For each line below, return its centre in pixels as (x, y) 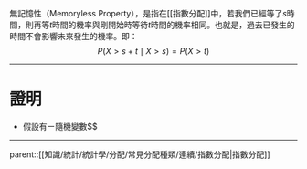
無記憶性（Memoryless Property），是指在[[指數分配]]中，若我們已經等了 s (148, 13)
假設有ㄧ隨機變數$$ (60, 126)
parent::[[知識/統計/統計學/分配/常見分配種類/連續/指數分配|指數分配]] (140, 154)
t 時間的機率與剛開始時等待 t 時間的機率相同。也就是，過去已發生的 (172, 25)
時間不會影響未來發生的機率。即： (74, 36)
